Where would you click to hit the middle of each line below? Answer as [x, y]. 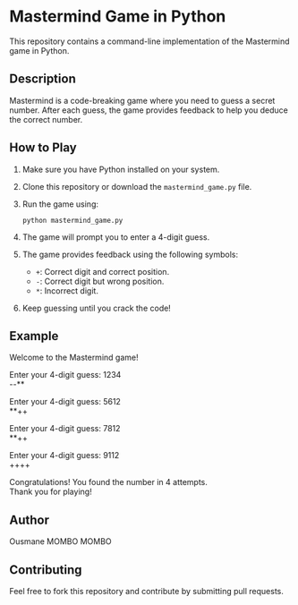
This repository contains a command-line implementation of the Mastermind [149, 41]
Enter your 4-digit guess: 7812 [65, 429]
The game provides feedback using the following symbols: [130, 254]
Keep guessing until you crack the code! [97, 308]
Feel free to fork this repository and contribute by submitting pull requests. [147, 591]
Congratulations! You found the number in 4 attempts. [109, 482]
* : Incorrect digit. [67, 290]
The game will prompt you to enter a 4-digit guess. [116, 237]
